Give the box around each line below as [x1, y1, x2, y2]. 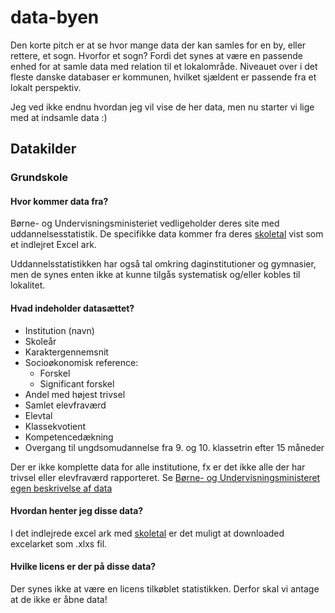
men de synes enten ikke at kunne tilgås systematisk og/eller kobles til [10, 269, 301, 281]
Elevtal [24, 409, 53, 421]
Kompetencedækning [24, 431, 114, 443]
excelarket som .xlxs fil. [10, 537, 108, 550]
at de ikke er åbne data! [10, 594, 108, 606]
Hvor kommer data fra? [10, 195, 109, 207]
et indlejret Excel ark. [10, 239, 97, 251]
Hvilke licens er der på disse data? [10, 561, 157, 573]
